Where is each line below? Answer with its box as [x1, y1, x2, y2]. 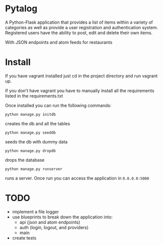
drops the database [5, 157, 45, 163]
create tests [12, 235, 37, 241]
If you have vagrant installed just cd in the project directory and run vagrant [5, 72, 158, 79]
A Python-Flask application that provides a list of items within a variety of [5, 19, 153, 25]
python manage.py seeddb [5, 130, 56, 135]
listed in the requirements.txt [5, 93, 63, 99]
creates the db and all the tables [5, 120, 70, 126]
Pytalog [5, 3, 38, 14]
